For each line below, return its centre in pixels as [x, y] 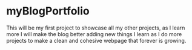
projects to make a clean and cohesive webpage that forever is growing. [96, 40]
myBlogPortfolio [48, 11]
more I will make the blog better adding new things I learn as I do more [94, 34]
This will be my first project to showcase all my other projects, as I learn [96, 28]
